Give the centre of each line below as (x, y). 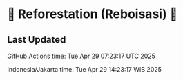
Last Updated (37, 40)
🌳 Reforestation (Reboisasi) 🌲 (93, 14)
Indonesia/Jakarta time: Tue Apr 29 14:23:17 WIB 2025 (85, 69)
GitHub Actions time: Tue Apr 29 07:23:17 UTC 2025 (81, 56)
